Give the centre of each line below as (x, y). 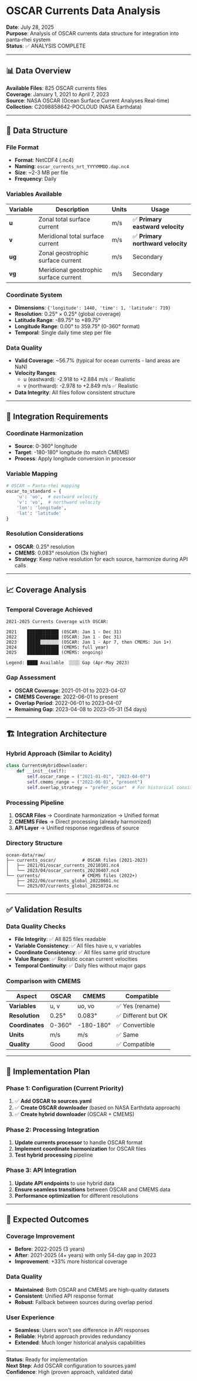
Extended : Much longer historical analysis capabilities (80, 1342)
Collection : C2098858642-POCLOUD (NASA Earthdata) (74, 106)
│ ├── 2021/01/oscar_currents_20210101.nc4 (62, 866)
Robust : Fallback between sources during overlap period (83, 1302)
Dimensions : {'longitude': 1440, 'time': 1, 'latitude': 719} (93, 308)
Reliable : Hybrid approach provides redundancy (73, 1336)
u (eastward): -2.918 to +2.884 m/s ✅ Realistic (79, 379)
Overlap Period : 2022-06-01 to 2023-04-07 (68, 703)
